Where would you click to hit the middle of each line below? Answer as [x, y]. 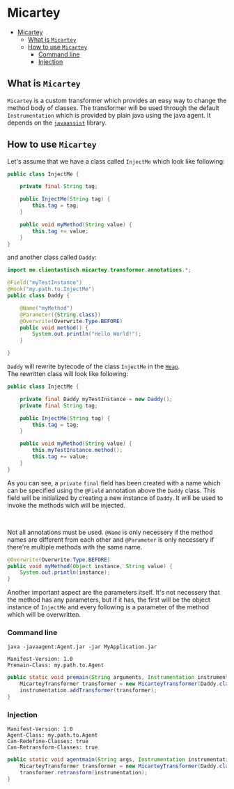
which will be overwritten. [44, 615]
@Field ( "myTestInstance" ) [45, 283]
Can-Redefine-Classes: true [48, 742]
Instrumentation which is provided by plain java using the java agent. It [109, 115]
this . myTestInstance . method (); [78, 451]
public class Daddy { [39, 296]
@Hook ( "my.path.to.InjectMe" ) [51, 289]
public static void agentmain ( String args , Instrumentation [96, 760]
